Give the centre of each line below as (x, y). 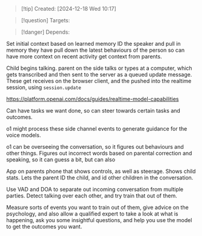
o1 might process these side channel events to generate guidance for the (97, 129)
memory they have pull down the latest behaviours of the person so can (96, 50)
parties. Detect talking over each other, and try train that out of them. (92, 196)
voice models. (24, 135)
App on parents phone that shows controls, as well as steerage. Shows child (101, 171)
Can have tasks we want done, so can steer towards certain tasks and (93, 110)
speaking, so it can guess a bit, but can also (61, 160)
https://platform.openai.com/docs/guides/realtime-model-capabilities (93, 99)
